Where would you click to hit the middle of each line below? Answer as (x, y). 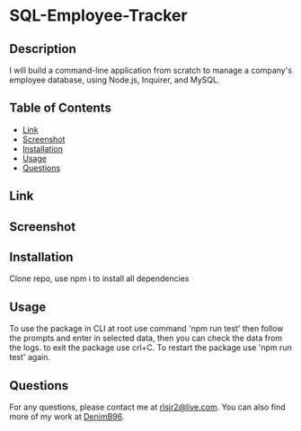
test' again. (30, 357)
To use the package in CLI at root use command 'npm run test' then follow (146, 329)
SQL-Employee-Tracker (98, 16)
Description (43, 49)
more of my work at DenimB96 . (67, 417)
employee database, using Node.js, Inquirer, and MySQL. (115, 80)
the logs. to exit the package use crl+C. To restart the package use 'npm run (150, 347)
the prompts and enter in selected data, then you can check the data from (146, 339)
